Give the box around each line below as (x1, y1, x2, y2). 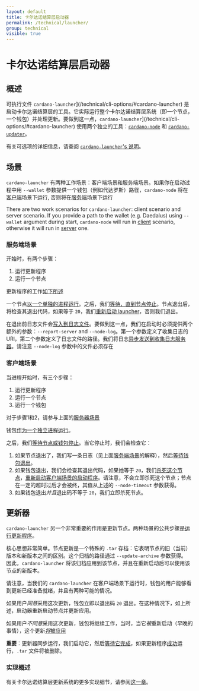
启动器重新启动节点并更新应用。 (16, 607, 95, 614)
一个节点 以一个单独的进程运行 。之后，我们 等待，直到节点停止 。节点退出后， (6, 301, 193, 308)
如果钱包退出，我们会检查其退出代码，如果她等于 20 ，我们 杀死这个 (14, 466, 178, 474)
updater (6, 131, 25, 137)
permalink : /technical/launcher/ (6, 20, 89, 26)
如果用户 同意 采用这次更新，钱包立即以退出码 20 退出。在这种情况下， (6, 600, 176, 607)
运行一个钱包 (14, 401, 46, 408)
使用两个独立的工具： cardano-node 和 (76, 123, 167, 130)
